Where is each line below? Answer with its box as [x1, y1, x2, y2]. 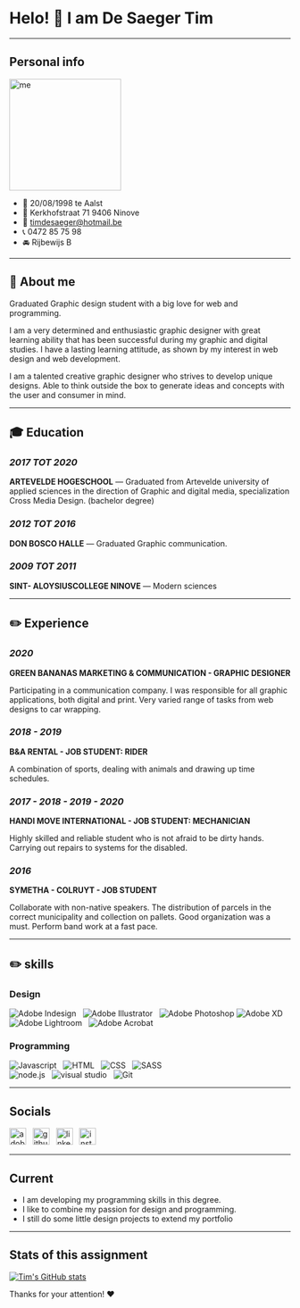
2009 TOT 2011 [9, 560, 77, 572]
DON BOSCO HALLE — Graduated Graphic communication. [9, 537, 228, 548]
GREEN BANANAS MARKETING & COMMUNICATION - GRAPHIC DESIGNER [9, 667, 291, 678]
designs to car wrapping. [9, 704, 101, 714]
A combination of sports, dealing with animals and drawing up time [9, 763, 255, 774]
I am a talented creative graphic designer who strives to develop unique [9, 371, 273, 381]
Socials [9, 1104, 52, 1119]
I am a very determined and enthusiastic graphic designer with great [9, 325, 261, 336]
